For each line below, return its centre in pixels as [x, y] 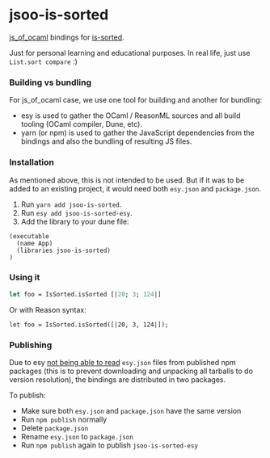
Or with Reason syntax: [48, 309]
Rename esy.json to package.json [77, 437]
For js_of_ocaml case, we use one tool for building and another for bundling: [136, 100]
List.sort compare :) [43, 61]
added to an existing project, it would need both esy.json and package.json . [135, 188]
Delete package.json [55, 428]
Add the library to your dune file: [75, 221]
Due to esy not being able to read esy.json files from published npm [123, 362]
